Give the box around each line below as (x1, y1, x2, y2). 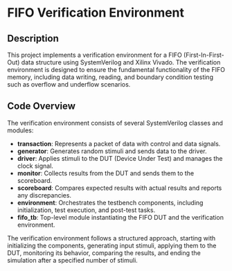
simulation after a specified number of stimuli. (7, 256, 139, 264)
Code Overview (7, 100, 76, 112)
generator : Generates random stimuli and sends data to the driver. (17, 147, 207, 155)
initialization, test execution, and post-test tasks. (17, 206, 156, 214)
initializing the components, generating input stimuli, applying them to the (7, 241, 217, 250)
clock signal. (17, 161, 54, 170)
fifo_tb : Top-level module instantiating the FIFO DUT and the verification (17, 213, 224, 221)
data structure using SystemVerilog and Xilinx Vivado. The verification (21, 58, 221, 67)
